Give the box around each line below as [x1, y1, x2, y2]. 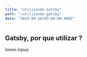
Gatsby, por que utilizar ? [5, 34, 83, 42]
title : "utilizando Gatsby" [5, 7, 62, 12]
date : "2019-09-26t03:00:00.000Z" [5, 16, 75, 21]
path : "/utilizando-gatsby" [5, 12, 62, 16]
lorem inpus [5, 47, 29, 53]
